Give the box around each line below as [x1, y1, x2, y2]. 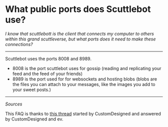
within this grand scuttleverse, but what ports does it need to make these [5, 36, 156, 42]
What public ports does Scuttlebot [5, 3, 151, 15]
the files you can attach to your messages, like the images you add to [12, 81, 155, 87]
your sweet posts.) [12, 86, 51, 92]
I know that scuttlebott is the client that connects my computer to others [5, 30, 154, 36]
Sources [5, 101, 22, 107]
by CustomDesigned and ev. [5, 116, 63, 122]
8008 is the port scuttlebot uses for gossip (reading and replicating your [12, 65, 161, 71]
